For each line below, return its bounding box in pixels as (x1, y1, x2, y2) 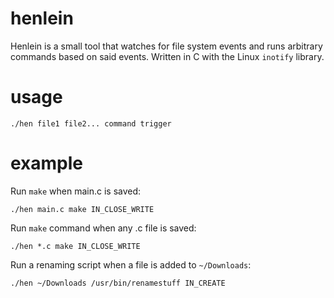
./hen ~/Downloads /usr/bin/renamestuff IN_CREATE (10, 278, 226, 288)
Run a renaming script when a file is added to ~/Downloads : (10, 258, 252, 271)
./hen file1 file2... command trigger (10, 118, 172, 129)
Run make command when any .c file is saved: (10, 222, 197, 234)
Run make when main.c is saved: (10, 185, 142, 197)
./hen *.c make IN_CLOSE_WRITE (10, 241, 141, 251)
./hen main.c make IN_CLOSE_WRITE (10, 204, 155, 214)
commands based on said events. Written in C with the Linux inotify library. (10, 50, 325, 62)
